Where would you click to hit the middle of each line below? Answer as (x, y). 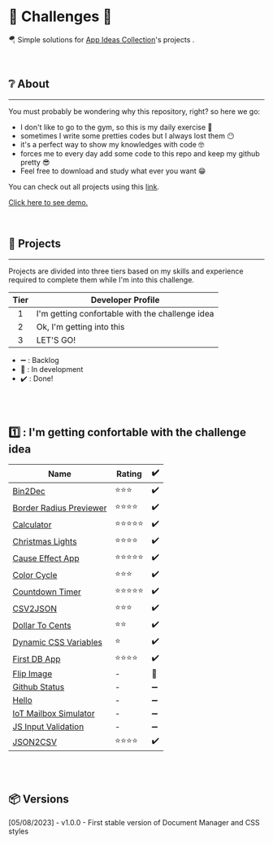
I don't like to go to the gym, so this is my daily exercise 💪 (116, 127)
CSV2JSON (35, 608)
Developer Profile (125, 300)
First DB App (37, 658)
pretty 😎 (35, 162)
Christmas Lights (45, 541)
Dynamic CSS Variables (58, 642)
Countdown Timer (47, 592)
